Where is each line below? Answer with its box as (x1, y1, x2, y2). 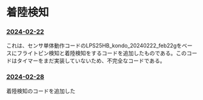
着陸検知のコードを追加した (6, 87, 76, 95)
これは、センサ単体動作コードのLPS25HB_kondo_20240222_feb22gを (6, 42, 182, 49)
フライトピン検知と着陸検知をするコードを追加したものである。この (16, 50, 187, 57)
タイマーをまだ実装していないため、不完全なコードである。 (16, 57, 165, 64)
